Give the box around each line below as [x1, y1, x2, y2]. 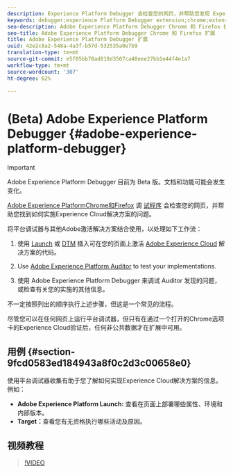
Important [7, 163, 35, 172]
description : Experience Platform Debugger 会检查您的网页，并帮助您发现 [7, 10, 210, 17]
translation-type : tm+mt [7, 49, 79, 56]
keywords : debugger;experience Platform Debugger [7, 17, 154, 24]
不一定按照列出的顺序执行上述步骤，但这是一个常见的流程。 [7, 300, 178, 308]
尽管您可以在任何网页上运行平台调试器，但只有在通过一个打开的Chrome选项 [7, 314, 225, 323]
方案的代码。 [23, 248, 60, 257]
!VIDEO [24, 458, 45, 467]
